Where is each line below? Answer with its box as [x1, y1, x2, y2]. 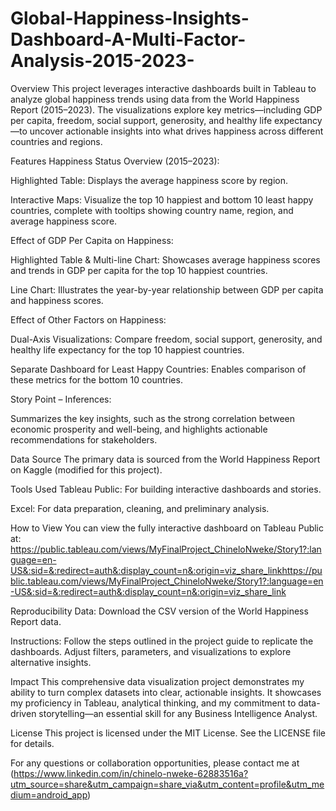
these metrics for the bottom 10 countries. [10, 373, 183, 386]
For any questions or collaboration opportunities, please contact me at [10, 757, 300, 769]
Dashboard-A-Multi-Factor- [10, 28, 247, 51]
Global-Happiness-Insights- [10, 7, 250, 30]
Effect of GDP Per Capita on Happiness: [10, 234, 174, 246]
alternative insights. [10, 656, 92, 668]
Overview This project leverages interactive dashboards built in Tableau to [10, 82, 317, 94]
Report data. [10, 615, 62, 627]
